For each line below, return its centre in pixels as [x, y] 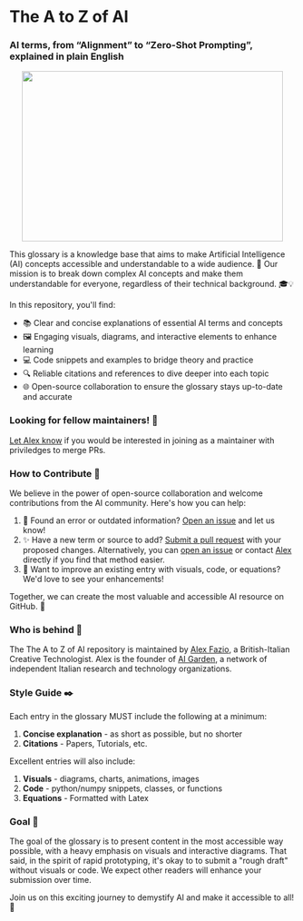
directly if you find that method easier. [93, 560]
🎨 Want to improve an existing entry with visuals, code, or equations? [151, 569]
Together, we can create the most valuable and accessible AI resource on [147, 597]
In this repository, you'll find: [63, 305]
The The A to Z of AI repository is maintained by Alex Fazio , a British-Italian [150, 649]
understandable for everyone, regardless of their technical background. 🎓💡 [152, 284]
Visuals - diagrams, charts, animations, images [111, 778]
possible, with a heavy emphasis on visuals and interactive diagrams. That [148, 850]
